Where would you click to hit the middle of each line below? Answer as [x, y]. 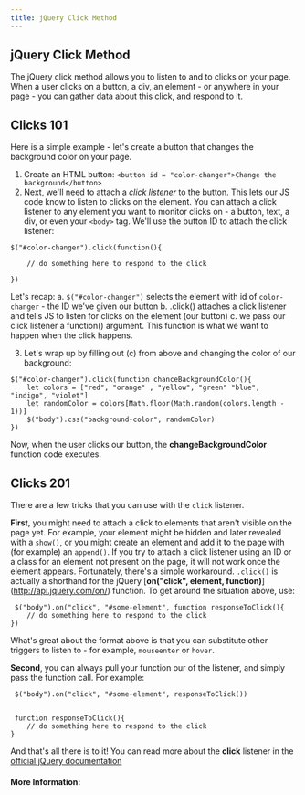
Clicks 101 [39, 125]
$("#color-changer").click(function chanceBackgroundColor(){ [131, 380]
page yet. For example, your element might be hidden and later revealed [146, 533]
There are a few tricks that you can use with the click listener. [127, 505]
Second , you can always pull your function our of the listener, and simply [148, 668]
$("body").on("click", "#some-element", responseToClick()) [131, 694]
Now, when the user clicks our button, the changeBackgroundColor [139, 445]
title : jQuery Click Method [64, 18]
